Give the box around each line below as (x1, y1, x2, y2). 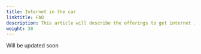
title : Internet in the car (6, 8, 77, 15)
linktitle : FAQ (6, 14, 44, 20)
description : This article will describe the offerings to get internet (6, 20, 191, 26)
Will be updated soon (6, 42, 59, 49)
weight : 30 (6, 25, 33, 32)
